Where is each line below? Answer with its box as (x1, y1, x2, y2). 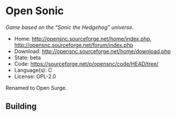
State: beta (14, 54, 41, 61)
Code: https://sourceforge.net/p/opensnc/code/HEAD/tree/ (14, 60, 159, 67)
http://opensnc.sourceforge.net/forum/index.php (14, 41, 134, 48)
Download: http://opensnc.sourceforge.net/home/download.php (14, 47, 171, 54)
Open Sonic (5, 4, 64, 18)
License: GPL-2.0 (14, 73, 57, 80)
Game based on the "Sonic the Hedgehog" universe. (5, 24, 134, 31)
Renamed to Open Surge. (5, 84, 67, 91)
